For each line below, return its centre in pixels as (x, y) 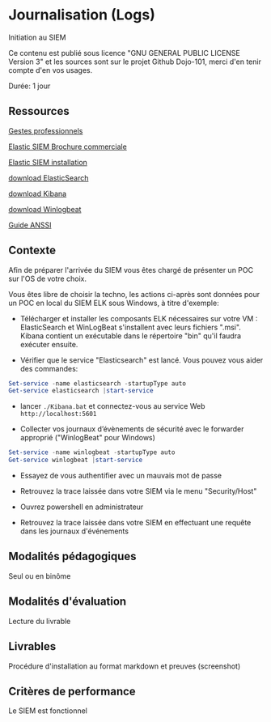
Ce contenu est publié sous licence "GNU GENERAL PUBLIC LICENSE (124, 53)
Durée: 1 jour (30, 86)
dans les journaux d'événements (74, 531)
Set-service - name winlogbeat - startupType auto (92, 452)
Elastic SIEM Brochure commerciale (68, 147)
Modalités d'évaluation (68, 602)
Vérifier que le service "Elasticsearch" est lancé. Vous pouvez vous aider (142, 360)
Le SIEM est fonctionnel (48, 711)
